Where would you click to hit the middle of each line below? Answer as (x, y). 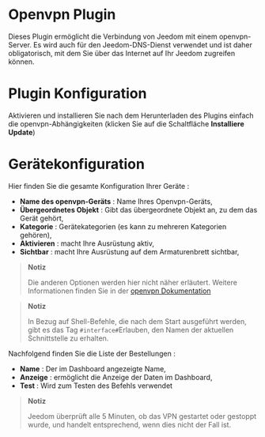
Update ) (22, 132)
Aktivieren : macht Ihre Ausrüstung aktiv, (87, 243)
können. (21, 62)
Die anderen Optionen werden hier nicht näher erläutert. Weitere (132, 282)
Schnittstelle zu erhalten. (68, 338)
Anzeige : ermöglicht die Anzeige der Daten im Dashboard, (116, 377)
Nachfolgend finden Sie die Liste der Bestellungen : (92, 353)
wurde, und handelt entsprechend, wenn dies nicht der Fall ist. (129, 424)
